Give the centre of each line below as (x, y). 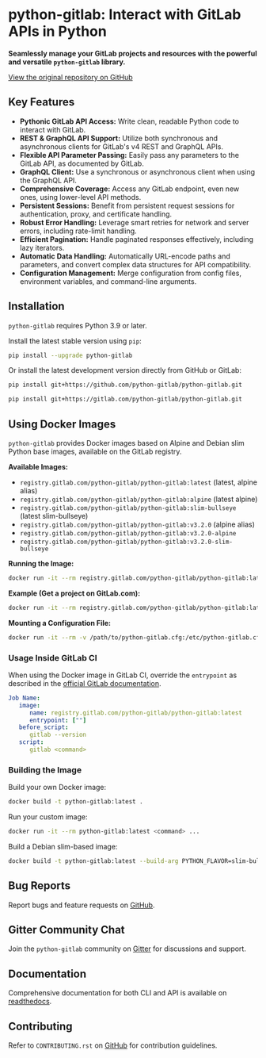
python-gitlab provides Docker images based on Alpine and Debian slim (126, 443)
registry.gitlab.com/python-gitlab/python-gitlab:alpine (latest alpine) (139, 499)
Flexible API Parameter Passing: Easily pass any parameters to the (129, 155)
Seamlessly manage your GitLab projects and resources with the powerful (133, 53)
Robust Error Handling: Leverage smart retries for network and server (134, 222)
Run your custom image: (48, 817)
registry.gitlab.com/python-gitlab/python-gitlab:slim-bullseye (128, 508)
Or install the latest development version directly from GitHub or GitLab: (125, 370)
